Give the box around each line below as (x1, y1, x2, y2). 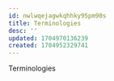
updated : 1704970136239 (8, 34, 89, 43)
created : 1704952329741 (8, 42, 89, 50)
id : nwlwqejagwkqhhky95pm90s (8, 11, 107, 20)
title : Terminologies (8, 19, 82, 27)
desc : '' (8, 26, 38, 34)
